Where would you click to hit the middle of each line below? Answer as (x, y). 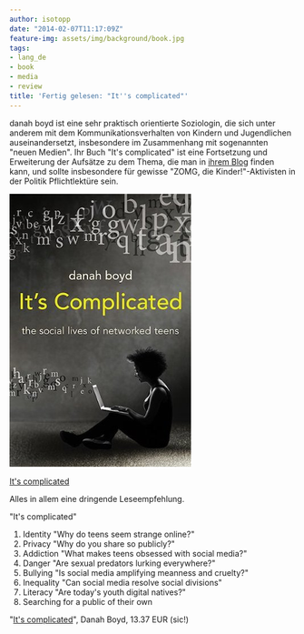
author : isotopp (40, 19)
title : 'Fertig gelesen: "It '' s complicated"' (99, 96)
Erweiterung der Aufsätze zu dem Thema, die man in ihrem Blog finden (142, 161)
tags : (20, 48)
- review (26, 86)
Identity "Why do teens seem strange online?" (108, 534)
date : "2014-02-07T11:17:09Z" (67, 29)
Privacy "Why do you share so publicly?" (98, 543)
